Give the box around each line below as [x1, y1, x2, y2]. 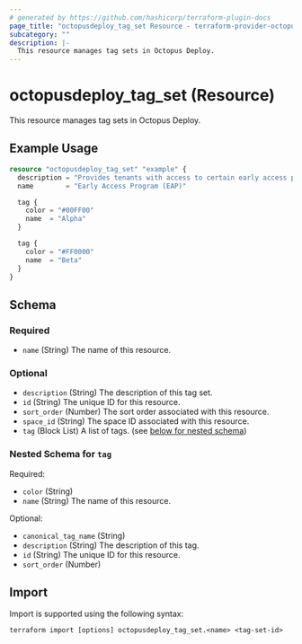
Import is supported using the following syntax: [9, 608, 184, 620]
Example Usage [9, 141, 99, 156]
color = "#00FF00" [25, 206, 94, 216]
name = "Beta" [25, 255, 83, 265]
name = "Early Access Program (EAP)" [17, 181, 187, 190]
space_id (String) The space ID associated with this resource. [22, 416, 250, 427]
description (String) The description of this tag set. [22, 387, 213, 398]
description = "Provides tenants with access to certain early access [17, 172, 288, 182]
